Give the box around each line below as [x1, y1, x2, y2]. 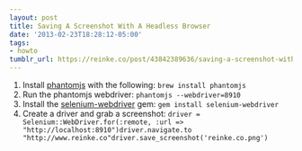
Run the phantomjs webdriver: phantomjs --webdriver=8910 [22, 89, 241, 100]
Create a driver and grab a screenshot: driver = [22, 109, 200, 119]
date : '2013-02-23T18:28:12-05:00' [9, 30, 143, 39]
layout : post [9, 13, 58, 22]
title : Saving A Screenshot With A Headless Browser [9, 22, 211, 31]
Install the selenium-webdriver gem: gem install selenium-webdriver [22, 99, 280, 109]
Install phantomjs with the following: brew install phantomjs [22, 80, 247, 90]
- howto [9, 47, 39, 56]
